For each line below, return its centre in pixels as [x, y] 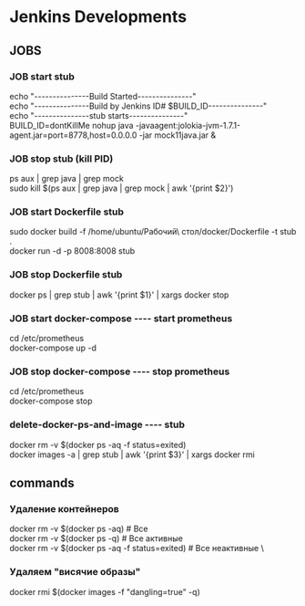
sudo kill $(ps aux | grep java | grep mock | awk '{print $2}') [122, 188]
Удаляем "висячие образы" [75, 572]
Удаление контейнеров [65, 508]
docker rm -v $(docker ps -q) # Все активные [97, 538]
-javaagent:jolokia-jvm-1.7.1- [188, 125]
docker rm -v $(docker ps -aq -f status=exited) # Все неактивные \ [137, 549]
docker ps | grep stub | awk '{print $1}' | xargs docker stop [119, 295]
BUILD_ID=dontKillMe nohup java [71, 125]
